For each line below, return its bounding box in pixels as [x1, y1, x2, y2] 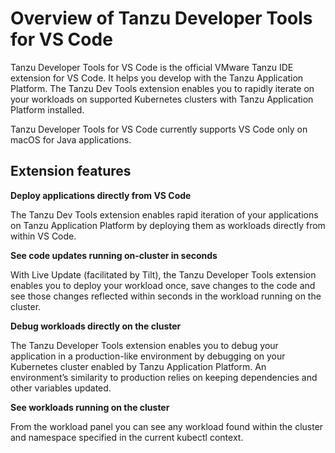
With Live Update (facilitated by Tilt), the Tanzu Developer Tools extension [10, 268, 317, 281]
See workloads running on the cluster [10, 401, 170, 413]
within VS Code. [10, 230, 77, 242]
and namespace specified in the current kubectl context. [10, 431, 244, 443]
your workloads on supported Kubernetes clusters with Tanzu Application [10, 93, 314, 105]
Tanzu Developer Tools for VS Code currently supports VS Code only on [10, 123, 308, 135]
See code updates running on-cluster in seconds [10, 249, 218, 261]
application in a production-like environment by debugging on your [10, 350, 286, 362]
